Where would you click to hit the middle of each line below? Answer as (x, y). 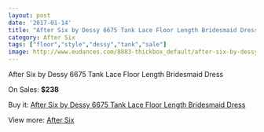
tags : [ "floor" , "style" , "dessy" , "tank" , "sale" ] (88, 45)
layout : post (29, 15)
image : (19, 52)
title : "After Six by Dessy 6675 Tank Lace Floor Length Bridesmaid (123, 30)
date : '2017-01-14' (40, 23)
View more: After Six (41, 120)
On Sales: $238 (33, 90)
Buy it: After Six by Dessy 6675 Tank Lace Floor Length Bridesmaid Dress (127, 104)
